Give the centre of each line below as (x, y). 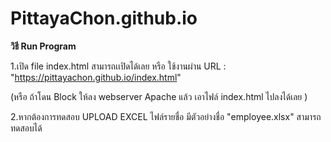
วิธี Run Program (43, 46)
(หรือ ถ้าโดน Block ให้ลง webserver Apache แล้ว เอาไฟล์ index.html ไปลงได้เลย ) (159, 96)
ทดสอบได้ (26, 128)
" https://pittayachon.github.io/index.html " (96, 77)
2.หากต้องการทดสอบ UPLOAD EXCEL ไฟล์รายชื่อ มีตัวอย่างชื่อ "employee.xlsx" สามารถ (166, 116)
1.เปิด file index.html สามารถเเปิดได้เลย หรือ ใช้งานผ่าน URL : (118, 66)
